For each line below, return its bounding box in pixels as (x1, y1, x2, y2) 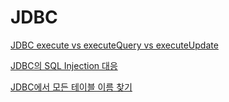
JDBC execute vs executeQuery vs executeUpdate (10, 39, 219, 51)
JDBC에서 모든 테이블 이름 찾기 (10, 81, 133, 93)
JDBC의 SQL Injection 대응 (10, 59, 118, 71)
